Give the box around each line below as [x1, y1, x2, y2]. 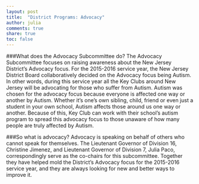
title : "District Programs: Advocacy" [6, 14, 105, 20]
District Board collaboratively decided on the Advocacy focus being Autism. [6, 72, 192, 78]
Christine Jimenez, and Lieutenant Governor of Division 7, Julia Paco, [6, 146, 175, 153]
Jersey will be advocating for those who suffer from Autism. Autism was [6, 84, 183, 91]
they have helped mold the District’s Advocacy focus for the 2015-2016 [6, 158, 180, 166]
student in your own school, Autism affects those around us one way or [6, 103, 181, 110]
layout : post [6, 8, 39, 15]
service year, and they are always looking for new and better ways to [6, 165, 175, 172]
